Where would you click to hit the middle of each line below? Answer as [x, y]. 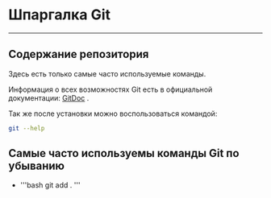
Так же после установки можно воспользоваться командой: [113, 113]
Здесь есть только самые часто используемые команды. [107, 73]
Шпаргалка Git [60, 15]
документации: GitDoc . [49, 97]
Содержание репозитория [79, 54]
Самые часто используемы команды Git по [124, 153]
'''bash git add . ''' [50, 185]
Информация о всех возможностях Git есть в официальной [110, 89]
